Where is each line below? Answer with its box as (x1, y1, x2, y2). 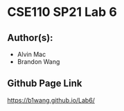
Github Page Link (7, 78, 82, 89)
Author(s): (7, 32, 53, 44)
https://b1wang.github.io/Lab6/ (7, 96, 96, 104)
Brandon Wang (17, 58, 60, 66)
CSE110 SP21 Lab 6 (7, 4, 118, 20)
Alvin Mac (17, 50, 46, 58)
